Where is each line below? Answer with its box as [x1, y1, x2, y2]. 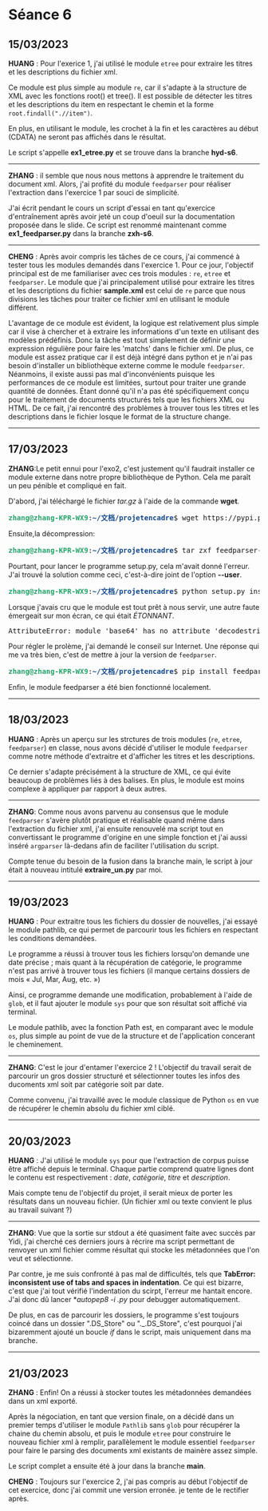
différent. [8, 303, 38, 312]
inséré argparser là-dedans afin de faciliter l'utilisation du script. [8, 840, 219, 850]
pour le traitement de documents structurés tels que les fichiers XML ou [8, 395, 245, 404]
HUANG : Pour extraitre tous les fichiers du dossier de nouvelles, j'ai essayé [8, 916, 258, 926]
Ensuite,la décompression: [8, 528, 96, 538]
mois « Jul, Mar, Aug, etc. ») [8, 975, 101, 984]
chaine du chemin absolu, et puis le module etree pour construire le [8, 1429, 231, 1438]
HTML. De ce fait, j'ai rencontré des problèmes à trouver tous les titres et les [8, 403, 259, 413]
